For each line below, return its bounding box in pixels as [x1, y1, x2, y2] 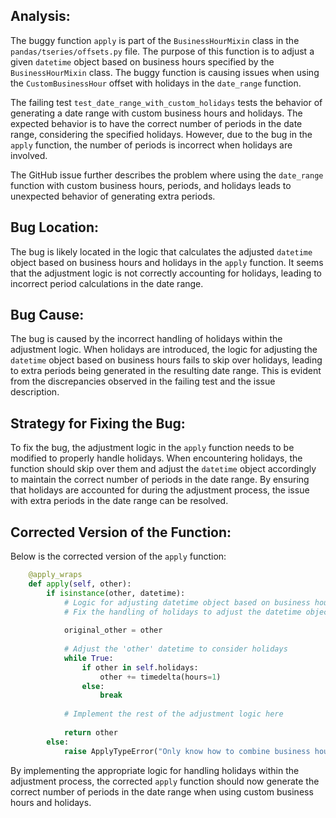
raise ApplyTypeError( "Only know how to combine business [63, 746, 311, 756]
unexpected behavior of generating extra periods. [10, 190, 216, 202]
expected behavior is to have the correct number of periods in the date [10, 117, 303, 129]
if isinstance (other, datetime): [46, 588, 186, 598]
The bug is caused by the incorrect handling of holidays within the [10, 333, 283, 345]
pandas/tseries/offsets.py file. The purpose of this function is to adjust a [10, 45, 315, 57]
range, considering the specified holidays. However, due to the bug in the [10, 128, 313, 140]
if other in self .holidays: [81, 662, 199, 673]
